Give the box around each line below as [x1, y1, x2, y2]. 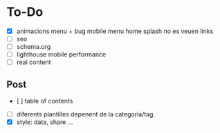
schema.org [16, 43, 51, 51]
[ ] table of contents [16, 97, 73, 105]
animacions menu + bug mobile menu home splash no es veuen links [16, 27, 214, 35]
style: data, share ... [16, 118, 73, 126]
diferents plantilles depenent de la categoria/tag [16, 110, 154, 119]
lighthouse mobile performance [16, 50, 107, 59]
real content [16, 58, 51, 66]
